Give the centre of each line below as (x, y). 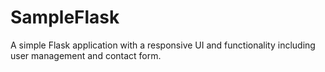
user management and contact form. (86, 55)
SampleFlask (65, 17)
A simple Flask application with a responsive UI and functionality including (163, 45)
